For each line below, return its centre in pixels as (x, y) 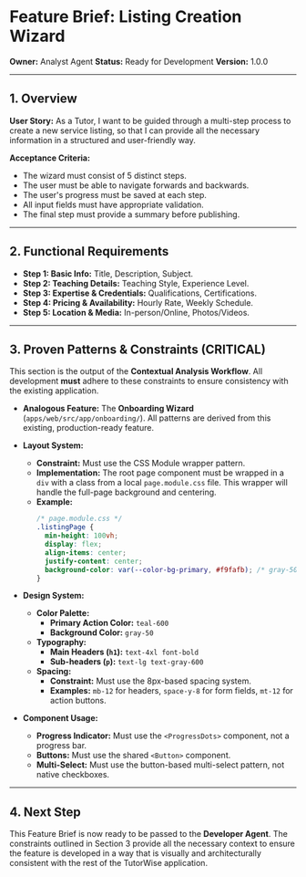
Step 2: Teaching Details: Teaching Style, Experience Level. (136, 283)
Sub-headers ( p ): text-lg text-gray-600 (127, 662)
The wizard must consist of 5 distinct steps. (104, 175)
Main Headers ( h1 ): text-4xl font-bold (124, 652)
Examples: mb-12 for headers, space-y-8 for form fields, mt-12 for (172, 691)
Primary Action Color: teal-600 (109, 623)
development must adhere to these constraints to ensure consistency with (149, 381)
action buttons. (78, 701)
